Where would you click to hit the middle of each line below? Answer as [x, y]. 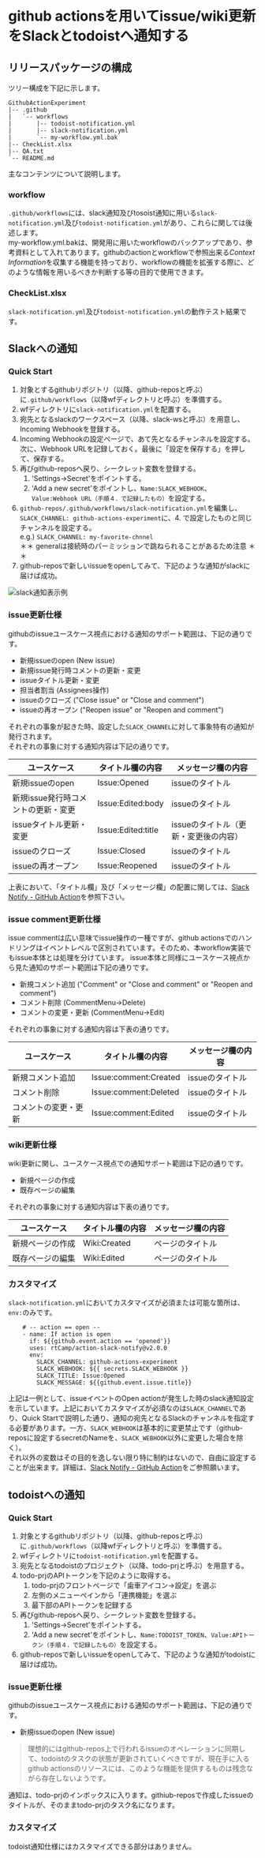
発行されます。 [32, 736]
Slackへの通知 [43, 348]
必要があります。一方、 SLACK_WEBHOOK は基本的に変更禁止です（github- [129, 1428]
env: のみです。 [32, 1312]
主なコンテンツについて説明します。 [67, 174]
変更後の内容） [215, 836]
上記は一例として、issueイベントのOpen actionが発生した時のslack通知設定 [131, 1398]
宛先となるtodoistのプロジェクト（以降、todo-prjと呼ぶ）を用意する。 [134, 1566]
